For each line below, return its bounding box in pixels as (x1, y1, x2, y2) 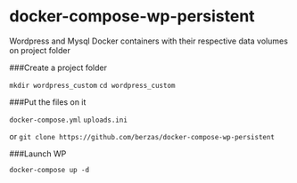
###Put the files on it (9, 96, 87, 107)
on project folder (9, 44, 71, 55)
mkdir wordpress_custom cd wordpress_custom (9, 81, 176, 90)
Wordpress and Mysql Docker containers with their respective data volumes (9, 36, 288, 46)
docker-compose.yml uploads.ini (9, 115, 128, 124)
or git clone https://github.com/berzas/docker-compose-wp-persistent (9, 131, 275, 141)
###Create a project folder (9, 62, 107, 73)
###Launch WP (9, 148, 67, 159)
